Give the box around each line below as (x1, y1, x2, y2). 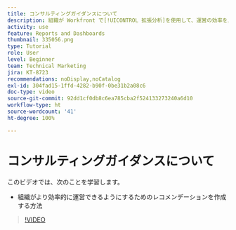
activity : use (7, 23, 49, 30)
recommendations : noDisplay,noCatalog (7, 75, 121, 83)
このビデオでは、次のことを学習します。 (7, 177, 124, 186)
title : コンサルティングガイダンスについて (7, 10, 118, 18)
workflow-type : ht (7, 102, 61, 109)
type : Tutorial (7, 43, 52, 50)
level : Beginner (7, 56, 55, 63)
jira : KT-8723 (7, 69, 49, 76)
